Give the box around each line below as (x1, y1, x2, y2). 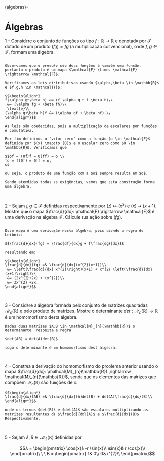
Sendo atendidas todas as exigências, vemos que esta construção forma (5, 179, 155, 184)
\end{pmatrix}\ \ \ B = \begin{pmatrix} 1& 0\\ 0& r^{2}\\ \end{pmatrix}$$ (10, 450, 155, 456)
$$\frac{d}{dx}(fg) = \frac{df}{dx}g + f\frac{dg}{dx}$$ (5, 241, 124, 246)
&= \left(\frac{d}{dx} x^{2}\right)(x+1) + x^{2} (7, 267, 111, 272)
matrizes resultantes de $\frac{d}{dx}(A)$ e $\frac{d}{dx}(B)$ (5, 412, 139, 417)
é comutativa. (5, 128, 34, 132)
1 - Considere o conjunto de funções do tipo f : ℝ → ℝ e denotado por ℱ (5, 38, 151, 44)
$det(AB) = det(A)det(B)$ (5, 337, 58, 342)
